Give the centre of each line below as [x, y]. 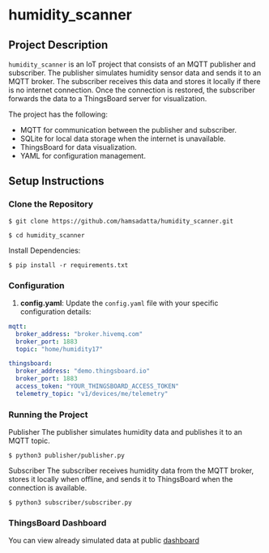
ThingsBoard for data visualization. [78, 147]
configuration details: [56, 311]
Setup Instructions [56, 181]
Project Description [58, 45]
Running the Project [48, 415]
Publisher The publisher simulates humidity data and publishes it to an [126, 432]
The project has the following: [58, 114]
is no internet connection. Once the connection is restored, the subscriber [132, 90]
